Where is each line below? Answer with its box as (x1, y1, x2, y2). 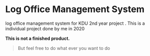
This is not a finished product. (5, 35, 70, 41)
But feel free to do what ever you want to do (17, 45, 110, 51)
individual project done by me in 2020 (5, 25, 85, 31)
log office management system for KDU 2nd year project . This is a (5, 20, 145, 26)
